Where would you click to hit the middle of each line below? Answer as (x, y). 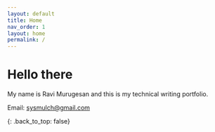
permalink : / (26, 40)
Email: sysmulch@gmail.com (48, 108)
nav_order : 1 (26, 27)
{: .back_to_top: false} (39, 121)
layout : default (31, 14)
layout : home (26, 33)
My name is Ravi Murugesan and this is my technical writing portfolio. (108, 94)
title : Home (25, 20)
